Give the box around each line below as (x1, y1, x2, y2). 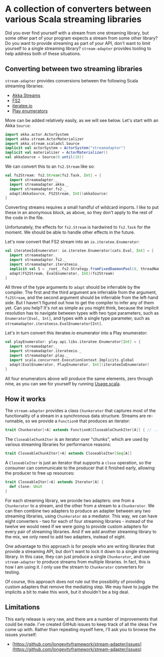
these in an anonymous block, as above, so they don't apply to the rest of (5, 210, 153, 216)
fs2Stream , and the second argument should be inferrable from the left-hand (5, 295, 159, 300)
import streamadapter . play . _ (9, 353, 69, 358)
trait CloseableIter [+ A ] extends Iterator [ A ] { (5, 479, 104, 485)
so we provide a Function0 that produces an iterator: (25, 418, 130, 424)
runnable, (5, 418, 24, 424)
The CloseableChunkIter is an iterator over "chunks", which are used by (5, 437, 149, 442)
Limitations (5, 603, 40, 612)
